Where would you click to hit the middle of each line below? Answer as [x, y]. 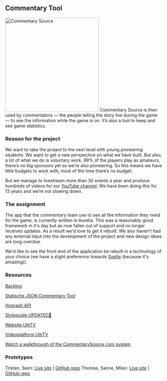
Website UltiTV [20, 324]
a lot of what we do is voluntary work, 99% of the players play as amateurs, [83, 160]
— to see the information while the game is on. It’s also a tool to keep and [80, 120]
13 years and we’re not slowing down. [44, 191]
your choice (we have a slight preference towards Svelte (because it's [77, 257]
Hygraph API [18, 305]
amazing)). [16, 262]
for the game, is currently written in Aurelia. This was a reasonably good [79, 220]
